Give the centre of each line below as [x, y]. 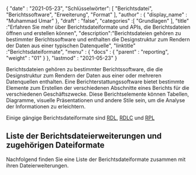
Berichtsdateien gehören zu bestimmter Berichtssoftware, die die [85, 69]
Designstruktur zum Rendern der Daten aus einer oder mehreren [84, 76]
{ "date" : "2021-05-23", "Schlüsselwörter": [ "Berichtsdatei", [80, 8]
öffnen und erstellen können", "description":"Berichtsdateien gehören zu [94, 33]
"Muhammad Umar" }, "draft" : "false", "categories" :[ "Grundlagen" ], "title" [97, 21]
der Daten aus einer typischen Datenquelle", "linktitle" [71, 45]
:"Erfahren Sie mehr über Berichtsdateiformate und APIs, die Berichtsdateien [98, 27]
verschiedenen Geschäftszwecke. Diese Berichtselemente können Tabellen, [97, 94]
